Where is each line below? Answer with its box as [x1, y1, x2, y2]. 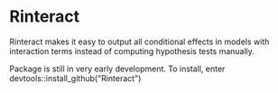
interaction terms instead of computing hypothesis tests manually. [9, 45, 255, 56]
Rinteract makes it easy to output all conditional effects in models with [9, 36, 270, 47]
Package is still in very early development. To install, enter [9, 63, 226, 74]
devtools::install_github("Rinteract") [9, 72, 142, 83]
